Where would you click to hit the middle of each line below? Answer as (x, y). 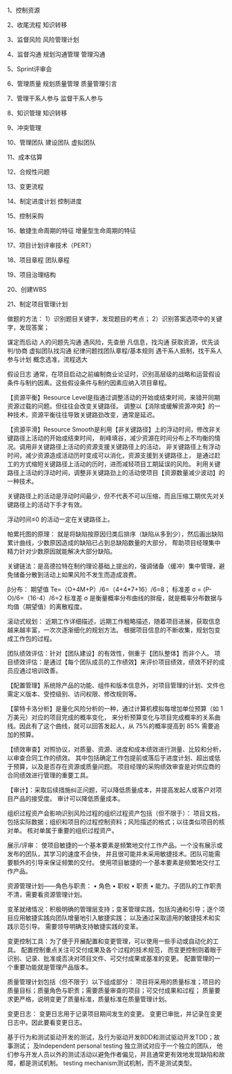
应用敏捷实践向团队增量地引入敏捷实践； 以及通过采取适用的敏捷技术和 (114, 918)
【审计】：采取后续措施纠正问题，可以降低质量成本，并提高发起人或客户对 (112, 790)
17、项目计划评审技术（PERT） (51, 245)
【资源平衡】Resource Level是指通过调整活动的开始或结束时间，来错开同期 (114, 397)
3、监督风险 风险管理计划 (43, 39)
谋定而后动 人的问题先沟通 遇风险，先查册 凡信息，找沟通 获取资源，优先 (110, 342)
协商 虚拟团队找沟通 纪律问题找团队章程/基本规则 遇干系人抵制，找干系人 (119, 351)
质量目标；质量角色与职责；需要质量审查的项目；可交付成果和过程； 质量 (111, 990)
